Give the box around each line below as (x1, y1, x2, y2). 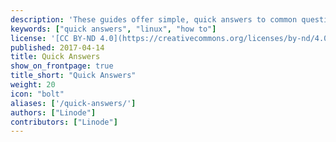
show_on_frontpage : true (10, 61, 114, 71)
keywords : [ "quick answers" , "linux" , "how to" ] (10, 24, 217, 34)
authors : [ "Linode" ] (10, 107, 97, 118)
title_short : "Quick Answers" (10, 71, 137, 81)
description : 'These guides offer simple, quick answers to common (10, 14, 298, 25)
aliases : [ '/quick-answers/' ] (10, 98, 137, 108)
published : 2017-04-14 (10, 42, 105, 53)
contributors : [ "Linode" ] (10, 117, 118, 127)
